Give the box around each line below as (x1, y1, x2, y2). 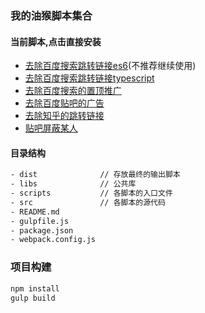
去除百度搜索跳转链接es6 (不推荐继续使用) (24, 60, 197, 72)
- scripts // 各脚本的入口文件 (10, 188, 173, 199)
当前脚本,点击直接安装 (10, 35, 102, 47)
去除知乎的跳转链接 (24, 110, 105, 122)
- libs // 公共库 (10, 179, 137, 189)
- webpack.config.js (10, 235, 97, 245)
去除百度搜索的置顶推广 (24, 85, 122, 97)
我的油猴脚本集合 (10, 8, 93, 22)
